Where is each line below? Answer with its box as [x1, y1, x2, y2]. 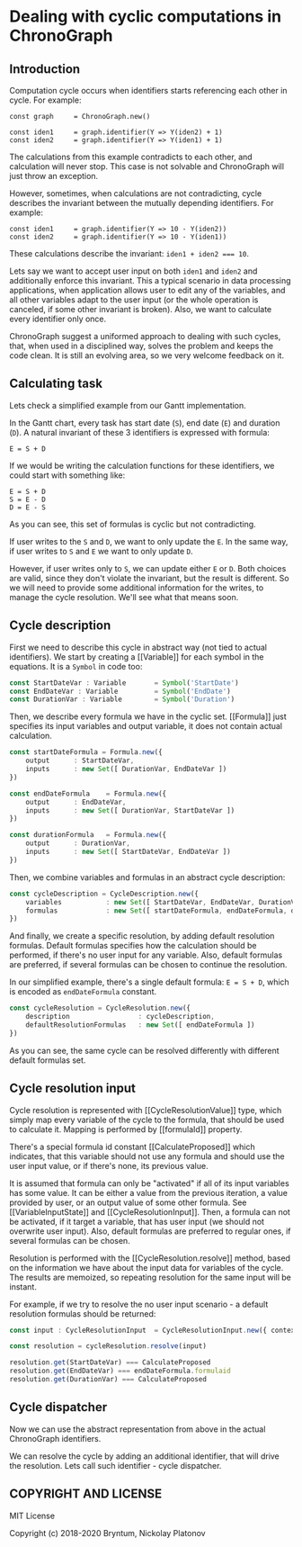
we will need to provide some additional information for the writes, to [9, 582, 264, 593]
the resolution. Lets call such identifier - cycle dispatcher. [9, 1460, 222, 1471]
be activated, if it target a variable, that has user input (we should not [9, 1216, 265, 1227]
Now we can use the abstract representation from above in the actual [9, 1424, 266, 1435]
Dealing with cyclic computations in [9, 6, 281, 27]
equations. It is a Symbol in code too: [9, 661, 143, 671]
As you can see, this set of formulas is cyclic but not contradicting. [9, 518, 256, 529]
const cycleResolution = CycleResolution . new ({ [9, 1003, 191, 1013]
